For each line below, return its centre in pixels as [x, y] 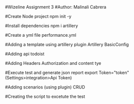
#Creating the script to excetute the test [45, 97]
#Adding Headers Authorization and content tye [53, 63]
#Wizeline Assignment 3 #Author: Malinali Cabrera [56, 7]
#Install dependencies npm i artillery [42, 26]
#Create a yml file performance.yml [41, 35]
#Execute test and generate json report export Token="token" [67, 73]
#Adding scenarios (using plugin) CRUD [45, 87]
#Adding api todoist [25, 54]
